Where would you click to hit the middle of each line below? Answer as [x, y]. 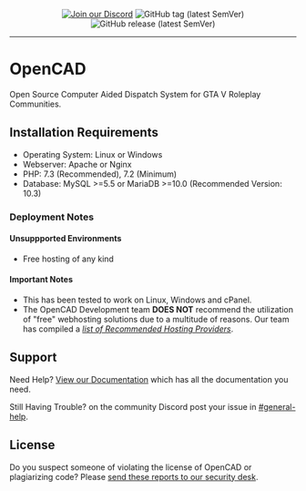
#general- [277, 406]
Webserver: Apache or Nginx [77, 164]
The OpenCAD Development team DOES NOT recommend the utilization [158, 310]
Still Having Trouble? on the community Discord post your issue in [133, 406]
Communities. [36, 104]
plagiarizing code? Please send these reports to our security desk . [134, 476]
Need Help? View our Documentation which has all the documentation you [149, 379]
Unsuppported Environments [66, 239]
